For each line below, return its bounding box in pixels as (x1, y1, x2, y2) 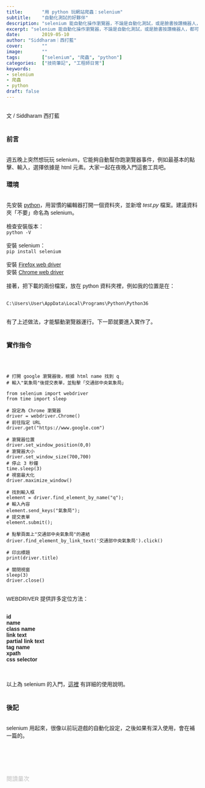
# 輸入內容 (6, 501, 31, 507)
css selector (6, 656, 38, 663)
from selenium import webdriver (6, 390, 88, 397)
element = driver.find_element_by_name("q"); (6, 494, 124, 501)
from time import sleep (6, 396, 67, 402)
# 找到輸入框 (6, 489, 35, 495)
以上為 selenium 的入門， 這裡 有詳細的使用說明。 (6, 681, 129, 687)
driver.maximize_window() (6, 477, 72, 483)
